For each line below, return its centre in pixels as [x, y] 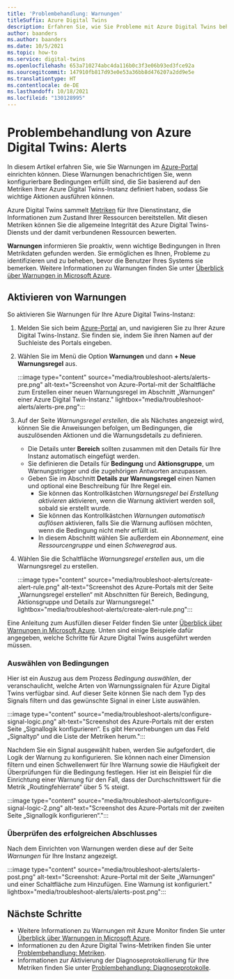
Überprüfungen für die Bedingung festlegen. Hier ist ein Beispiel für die [110, 772]
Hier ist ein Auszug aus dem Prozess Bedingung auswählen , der [99, 679]
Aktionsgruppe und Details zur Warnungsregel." [86, 602]
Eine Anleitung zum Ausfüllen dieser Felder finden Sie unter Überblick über [115, 623]
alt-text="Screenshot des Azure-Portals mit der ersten [136, 722]
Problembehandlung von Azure [99, 133]
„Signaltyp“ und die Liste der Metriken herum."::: [77, 737]
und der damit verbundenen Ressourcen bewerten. [103, 232]
